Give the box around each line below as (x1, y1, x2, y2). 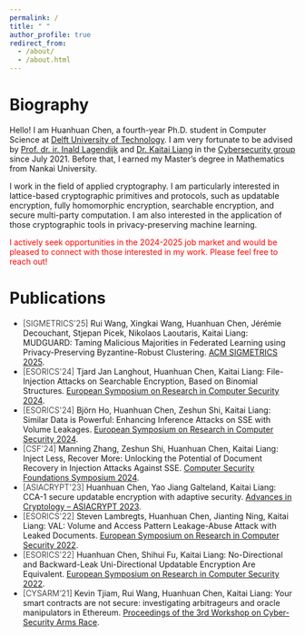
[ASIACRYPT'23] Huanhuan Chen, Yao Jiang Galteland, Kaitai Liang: (22, 482, 277, 493)
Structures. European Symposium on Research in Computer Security (22, 385, 280, 396)
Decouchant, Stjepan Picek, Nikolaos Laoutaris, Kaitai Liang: (22, 328, 249, 338)
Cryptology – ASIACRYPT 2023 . (22, 501, 143, 512)
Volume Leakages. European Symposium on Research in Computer (22, 424, 274, 435)
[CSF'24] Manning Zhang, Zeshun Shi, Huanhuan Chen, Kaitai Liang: (22, 443, 279, 454)
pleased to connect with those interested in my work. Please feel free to (9, 246, 279, 257)
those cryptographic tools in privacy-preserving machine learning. (9, 219, 258, 230)
